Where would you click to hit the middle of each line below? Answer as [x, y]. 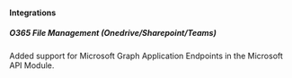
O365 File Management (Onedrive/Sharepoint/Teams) [113, 33]
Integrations [33, 13]
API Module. [32, 65]
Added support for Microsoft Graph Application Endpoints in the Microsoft [146, 56]
